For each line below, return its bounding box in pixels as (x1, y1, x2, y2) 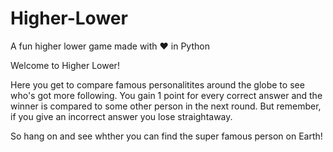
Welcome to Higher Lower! (10, 59, 120, 71)
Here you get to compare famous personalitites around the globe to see (10, 78, 305, 91)
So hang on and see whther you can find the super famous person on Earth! (10, 130, 323, 142)
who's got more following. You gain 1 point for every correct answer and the (10, 89, 323, 101)
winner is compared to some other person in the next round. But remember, (10, 100, 322, 112)
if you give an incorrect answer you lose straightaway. (10, 110, 233, 122)
